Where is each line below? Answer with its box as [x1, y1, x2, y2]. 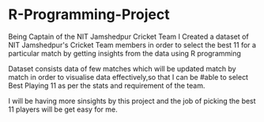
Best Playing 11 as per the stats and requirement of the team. [8, 81, 206, 90]
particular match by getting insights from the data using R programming [8, 48, 241, 58]
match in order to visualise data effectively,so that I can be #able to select [8, 72, 249, 82]
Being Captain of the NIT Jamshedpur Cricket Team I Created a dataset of [8, 32, 249, 41]
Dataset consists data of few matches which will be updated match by [8, 63, 236, 73]
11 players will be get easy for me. [8, 105, 118, 114]
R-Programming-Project [8, 6, 170, 24]
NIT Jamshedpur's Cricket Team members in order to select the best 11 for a [8, 40, 257, 49]
